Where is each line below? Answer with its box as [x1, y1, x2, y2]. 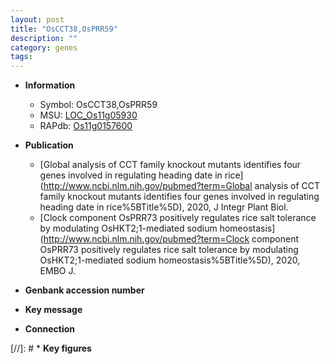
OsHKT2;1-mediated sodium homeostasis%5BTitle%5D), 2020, [39, 254, 301, 266]
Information [24, 79, 76, 91]
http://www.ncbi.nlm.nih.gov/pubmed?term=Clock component [43, 233, 299, 245]
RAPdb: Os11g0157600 [39, 120, 133, 132]
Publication [24, 139, 74, 151]
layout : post [10, 14, 65, 25]
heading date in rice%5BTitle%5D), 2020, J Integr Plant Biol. [39, 201, 289, 213]
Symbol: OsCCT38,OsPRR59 [39, 99, 158, 111]
